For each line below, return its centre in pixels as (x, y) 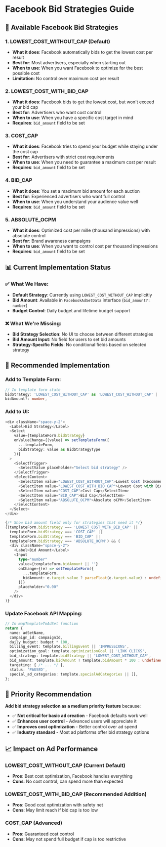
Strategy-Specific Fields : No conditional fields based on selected (79, 345)
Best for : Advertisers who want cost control (57, 113)
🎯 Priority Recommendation (48, 694)
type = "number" (33, 559)
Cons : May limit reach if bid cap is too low (55, 810)
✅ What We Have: (27, 284)
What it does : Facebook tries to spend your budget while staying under (85, 146)
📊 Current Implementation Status (58, 268)
